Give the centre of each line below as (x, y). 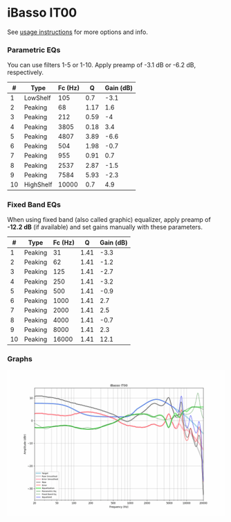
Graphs (20, 359)
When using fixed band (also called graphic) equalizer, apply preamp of (109, 220)
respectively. (25, 72)
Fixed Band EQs (34, 205)
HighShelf (38, 184)
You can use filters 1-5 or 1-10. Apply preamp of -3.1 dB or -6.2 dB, (102, 65)
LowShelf (37, 98)
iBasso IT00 (42, 13)
